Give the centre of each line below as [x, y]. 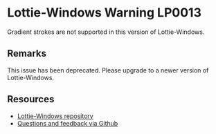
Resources [31, 99]
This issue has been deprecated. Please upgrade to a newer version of [108, 70]
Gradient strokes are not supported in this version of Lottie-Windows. [106, 32]
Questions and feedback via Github [67, 123]
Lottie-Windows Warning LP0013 [105, 13]
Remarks [27, 54]
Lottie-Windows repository [55, 116]
